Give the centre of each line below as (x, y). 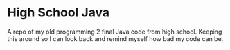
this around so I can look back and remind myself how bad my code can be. (115, 38)
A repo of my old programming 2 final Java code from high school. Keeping (115, 32)
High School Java (58, 13)
